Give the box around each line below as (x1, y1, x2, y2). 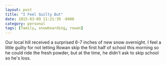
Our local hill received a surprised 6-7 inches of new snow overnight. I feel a (5, 39, 162, 45)
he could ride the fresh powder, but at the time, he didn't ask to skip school (5, 50, 159, 56)
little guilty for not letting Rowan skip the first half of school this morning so (5, 45, 159, 51)
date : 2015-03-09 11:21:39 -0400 (5, 16, 75, 21)
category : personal (5, 21, 46, 26)
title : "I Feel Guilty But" (5, 12, 64, 17)
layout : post (5, 7, 32, 12)
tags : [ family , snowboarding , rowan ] (5, 26, 83, 31)
